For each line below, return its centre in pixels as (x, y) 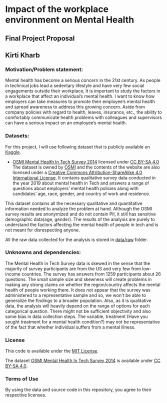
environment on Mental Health (70, 20)
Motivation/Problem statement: (44, 69)
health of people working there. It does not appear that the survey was (78, 290)
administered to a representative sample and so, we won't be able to (76, 295)
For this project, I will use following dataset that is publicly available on (77, 146)
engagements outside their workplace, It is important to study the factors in (83, 91)
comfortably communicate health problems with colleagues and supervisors (84, 117)
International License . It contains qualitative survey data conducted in (84, 177)
